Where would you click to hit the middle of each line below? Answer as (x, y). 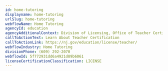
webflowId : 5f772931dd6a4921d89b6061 (44, 56)
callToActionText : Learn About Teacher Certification (62, 38)
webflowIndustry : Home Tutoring (39, 47)
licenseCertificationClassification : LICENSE (53, 61)
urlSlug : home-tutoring (30, 19)
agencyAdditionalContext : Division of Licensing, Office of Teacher (78, 33)
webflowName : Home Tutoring (34, 24)
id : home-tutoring (24, 10)
